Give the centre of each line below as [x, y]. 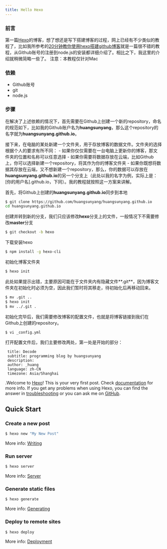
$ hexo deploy [20, 532]
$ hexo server [20, 467]
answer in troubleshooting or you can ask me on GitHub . [63, 393]
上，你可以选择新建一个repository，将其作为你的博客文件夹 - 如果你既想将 [81, 163]
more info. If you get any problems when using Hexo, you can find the [77, 388]
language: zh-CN [24, 369]
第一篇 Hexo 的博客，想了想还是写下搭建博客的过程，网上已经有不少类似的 [80, 40]
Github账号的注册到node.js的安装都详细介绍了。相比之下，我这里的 [87, 52]
